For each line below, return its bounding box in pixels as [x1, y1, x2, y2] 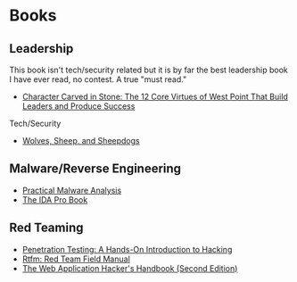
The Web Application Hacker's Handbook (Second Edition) [21, 262, 238, 273]
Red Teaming [9, 220, 84, 236]
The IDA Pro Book [21, 194, 88, 205]
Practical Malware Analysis [21, 185, 122, 195]
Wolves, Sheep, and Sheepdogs [21, 136, 140, 145]
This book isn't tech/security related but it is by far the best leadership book [9, 64, 288, 75]
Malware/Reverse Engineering [9, 162, 181, 177]
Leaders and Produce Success [21, 101, 136, 112]
